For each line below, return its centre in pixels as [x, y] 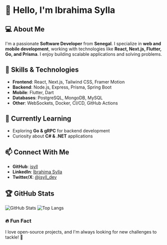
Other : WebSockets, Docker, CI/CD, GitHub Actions [65, 103]
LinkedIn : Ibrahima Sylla [37, 172]
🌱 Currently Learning [38, 119]
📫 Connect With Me [37, 152]
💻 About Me [25, 29]
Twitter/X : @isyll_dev [35, 177]
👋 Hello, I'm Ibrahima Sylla [60, 10]
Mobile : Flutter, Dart [33, 92]
